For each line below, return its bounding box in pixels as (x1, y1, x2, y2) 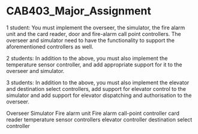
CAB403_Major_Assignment (6, 4, 151, 18)
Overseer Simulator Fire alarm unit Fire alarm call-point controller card (6, 109, 180, 117)
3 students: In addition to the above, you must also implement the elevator (6, 79, 190, 86)
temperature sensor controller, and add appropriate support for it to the (6, 61, 182, 68)
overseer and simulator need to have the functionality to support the (6, 36, 175, 44)
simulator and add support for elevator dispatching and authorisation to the (6, 92, 192, 99)
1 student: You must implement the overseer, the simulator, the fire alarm (6, 24, 185, 31)
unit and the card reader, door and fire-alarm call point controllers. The (6, 30, 181, 37)
